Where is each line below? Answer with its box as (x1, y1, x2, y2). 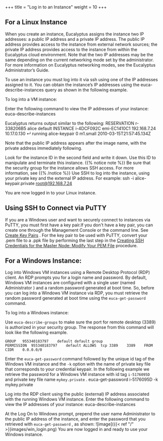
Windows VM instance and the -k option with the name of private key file (5, 361, 151, 367)
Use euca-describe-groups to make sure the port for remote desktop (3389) (5, 319, 156, 325)
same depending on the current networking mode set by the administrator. (5, 57, 154, 63)
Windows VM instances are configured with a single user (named (5, 280, 136, 286)
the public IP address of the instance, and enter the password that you (5, 416, 146, 422)
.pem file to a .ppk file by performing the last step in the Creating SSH (5, 237, 144, 243)
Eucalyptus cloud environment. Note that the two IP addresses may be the (5, 51, 154, 57)
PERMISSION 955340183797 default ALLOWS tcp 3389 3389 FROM (5, 343, 153, 348)
